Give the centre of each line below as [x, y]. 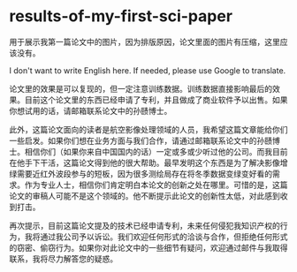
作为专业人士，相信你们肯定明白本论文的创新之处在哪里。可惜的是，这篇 [156, 185]
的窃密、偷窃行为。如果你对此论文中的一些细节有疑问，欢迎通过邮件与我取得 [148, 247]
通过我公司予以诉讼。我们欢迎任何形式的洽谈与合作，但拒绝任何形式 [164, 237]
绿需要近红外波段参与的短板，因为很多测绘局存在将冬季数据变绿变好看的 [141, 173]
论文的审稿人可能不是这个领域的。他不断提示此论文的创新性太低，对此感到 [145, 195]
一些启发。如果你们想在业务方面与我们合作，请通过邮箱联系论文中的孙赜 [141, 140]
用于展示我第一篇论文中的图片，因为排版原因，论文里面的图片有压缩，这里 [145, 42]
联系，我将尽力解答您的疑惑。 [63, 259]
